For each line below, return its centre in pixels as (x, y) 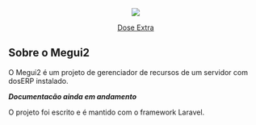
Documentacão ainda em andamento (73, 96)
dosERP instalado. (38, 81)
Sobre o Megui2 (49, 53)
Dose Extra (136, 27)
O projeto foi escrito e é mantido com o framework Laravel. (107, 112)
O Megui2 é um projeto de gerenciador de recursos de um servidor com (128, 72)
